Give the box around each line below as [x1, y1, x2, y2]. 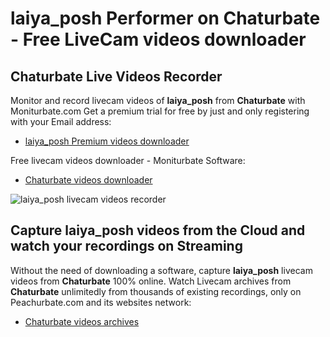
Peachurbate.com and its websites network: [10, 296, 192, 308]
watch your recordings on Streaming [10, 238, 243, 255]
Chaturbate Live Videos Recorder [10, 68, 223, 85]
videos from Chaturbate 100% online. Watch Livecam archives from [10, 275, 292, 287]
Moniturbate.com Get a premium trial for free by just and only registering [10, 105, 310, 117]
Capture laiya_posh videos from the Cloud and [10, 222, 306, 239]
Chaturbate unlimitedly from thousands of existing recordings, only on [10, 285, 302, 297]
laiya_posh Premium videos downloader [24, 135, 190, 147]
